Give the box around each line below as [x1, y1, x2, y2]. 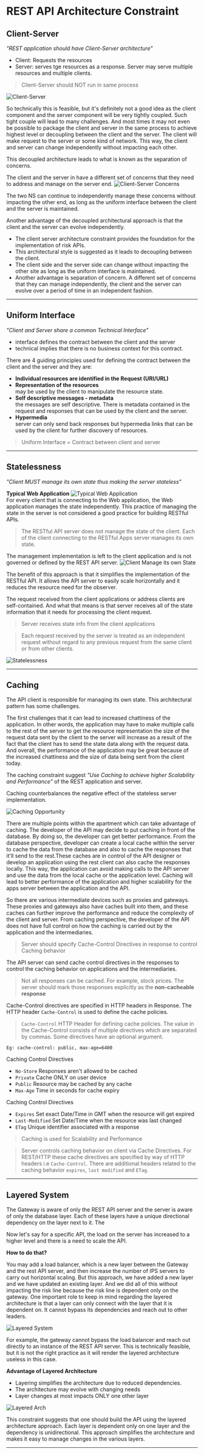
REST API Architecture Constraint [6, 4, 179, 18]
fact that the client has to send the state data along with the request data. [6, 740, 190, 748]
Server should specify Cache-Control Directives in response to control [21, 940, 197, 948]
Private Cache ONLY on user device [15, 1074, 107, 1081]
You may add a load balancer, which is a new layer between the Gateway [6, 1261, 189, 1268]
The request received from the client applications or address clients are [6, 595, 185, 603]
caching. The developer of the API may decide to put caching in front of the [6, 826, 195, 834]
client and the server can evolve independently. [6, 224, 126, 230]
